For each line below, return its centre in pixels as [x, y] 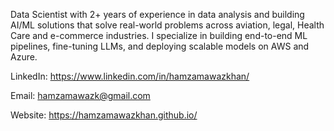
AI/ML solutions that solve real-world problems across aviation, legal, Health [167, 25]
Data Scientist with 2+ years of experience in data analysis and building [157, 14]
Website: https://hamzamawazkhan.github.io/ [104, 115]
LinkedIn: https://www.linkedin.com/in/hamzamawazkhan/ [130, 76]
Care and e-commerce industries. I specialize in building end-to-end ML [159, 35]
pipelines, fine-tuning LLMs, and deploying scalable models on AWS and [160, 46]
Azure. [24, 57]
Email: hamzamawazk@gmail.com [80, 95]
